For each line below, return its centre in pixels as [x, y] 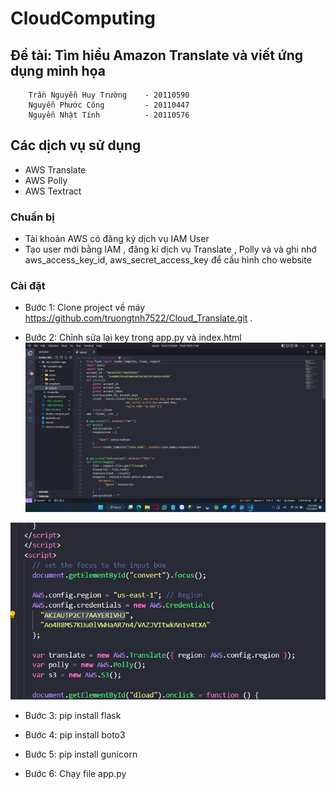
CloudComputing [83, 18]
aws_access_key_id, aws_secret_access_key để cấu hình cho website [168, 260]
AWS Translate [55, 169]
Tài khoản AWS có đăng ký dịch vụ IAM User [117, 239]
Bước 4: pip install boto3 [75, 734]
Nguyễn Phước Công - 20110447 [109, 105]
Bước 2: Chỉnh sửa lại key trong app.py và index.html [133, 338]
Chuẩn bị [32, 217]
